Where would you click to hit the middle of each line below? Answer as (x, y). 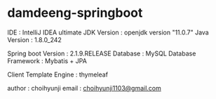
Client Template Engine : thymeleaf (58, 74)
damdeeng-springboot (75, 13)
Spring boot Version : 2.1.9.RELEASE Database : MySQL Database (102, 53)
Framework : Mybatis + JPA (47, 60)
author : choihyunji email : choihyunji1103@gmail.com (84, 88)
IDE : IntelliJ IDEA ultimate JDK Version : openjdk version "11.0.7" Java (108, 32)
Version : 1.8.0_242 (34, 39)
